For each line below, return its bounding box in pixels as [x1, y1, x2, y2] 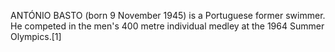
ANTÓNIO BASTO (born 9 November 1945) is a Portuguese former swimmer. [10, 10, 326, 21]
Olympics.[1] [10, 31, 62, 42]
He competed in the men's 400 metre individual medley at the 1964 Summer [10, 20, 325, 32]
